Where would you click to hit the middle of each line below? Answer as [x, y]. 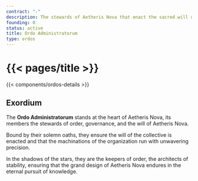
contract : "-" [24, 11]
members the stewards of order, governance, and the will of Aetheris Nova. [98, 123]
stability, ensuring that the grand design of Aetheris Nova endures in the [94, 165]
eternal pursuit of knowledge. [42, 171]
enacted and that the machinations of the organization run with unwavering [97, 141]
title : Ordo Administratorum [42, 34]
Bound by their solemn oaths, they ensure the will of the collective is [89, 135]
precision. [18, 147]
